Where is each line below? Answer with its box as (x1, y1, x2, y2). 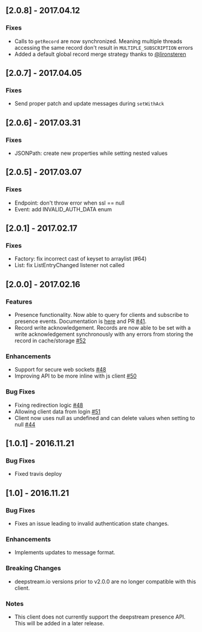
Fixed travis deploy (14, 471, 62, 478)
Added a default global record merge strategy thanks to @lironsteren (14, 50, 186, 58)
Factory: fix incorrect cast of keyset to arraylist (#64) (14, 255, 147, 262)
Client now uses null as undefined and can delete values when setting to (14, 414, 195, 421)
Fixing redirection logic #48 (14, 401, 83, 409)
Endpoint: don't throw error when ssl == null (14, 199, 125, 206)
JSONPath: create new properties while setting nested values (14, 149, 168, 157)
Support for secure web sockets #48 (14, 366, 106, 373)
